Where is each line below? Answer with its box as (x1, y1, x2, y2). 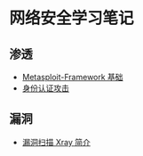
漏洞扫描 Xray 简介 (21, 136, 91, 147)
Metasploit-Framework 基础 (21, 72, 123, 82)
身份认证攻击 (21, 83, 69, 94)
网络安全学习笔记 (9, 8, 135, 29)
